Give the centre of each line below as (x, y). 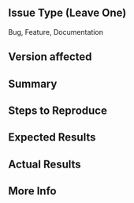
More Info (32, 192)
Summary (33, 83)
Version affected (50, 57)
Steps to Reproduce (58, 110)
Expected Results (52, 137)
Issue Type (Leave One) (67, 13)
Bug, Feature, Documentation (56, 32)
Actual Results (45, 164)
